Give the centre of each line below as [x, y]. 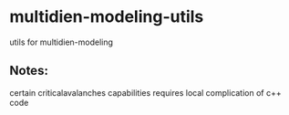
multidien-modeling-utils [107, 17]
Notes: [29, 71]
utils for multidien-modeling [62, 42]
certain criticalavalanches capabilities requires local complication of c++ [145, 92]
